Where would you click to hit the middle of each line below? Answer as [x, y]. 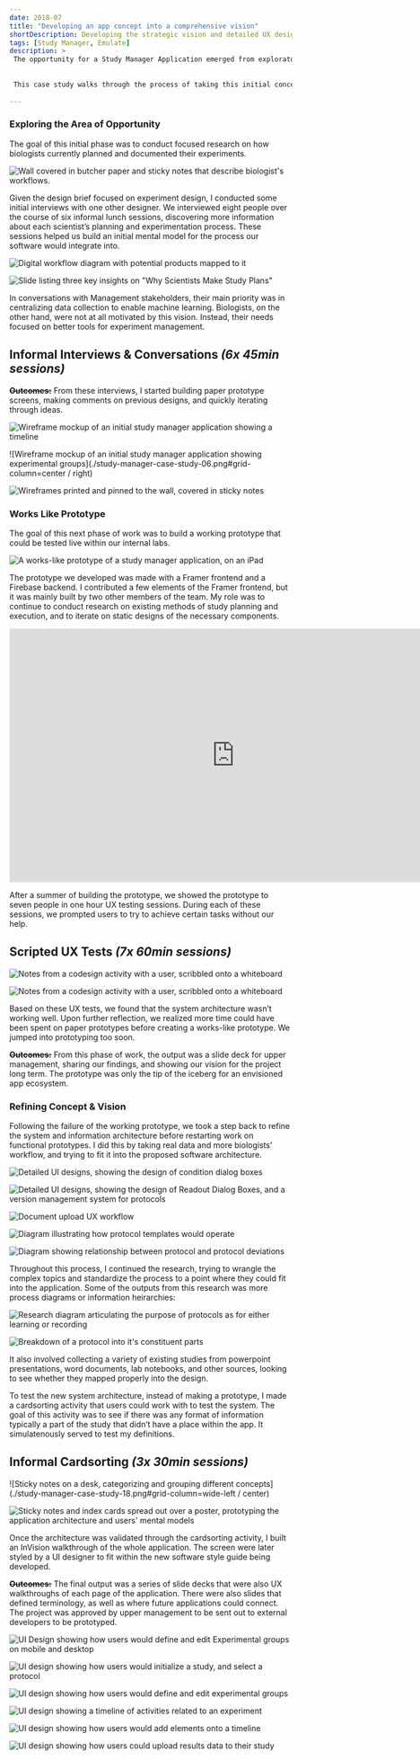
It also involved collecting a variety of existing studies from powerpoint [140, 1359]
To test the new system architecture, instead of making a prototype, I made [148, 1396]
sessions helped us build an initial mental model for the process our [134, 236]
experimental [34, 463]
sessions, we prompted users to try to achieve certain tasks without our [142, 914]
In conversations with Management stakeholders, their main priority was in [147, 298]
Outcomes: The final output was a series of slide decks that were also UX [146, 1584]
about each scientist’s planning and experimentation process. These [136, 227]
